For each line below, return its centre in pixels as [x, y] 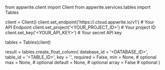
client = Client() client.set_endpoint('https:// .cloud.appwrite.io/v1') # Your [80, 22]
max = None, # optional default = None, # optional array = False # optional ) [83, 62]
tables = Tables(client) [28, 42]
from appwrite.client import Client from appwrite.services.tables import [78, 7]
